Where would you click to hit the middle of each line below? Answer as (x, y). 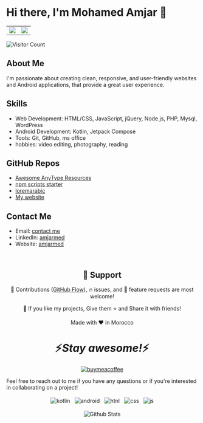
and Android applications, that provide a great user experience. (85, 84)
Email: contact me (38, 231)
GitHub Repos (33, 163)
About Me (25, 64)
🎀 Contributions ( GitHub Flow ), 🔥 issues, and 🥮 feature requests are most (102, 289)
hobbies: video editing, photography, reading (71, 144)
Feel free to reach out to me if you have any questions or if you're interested (101, 381)
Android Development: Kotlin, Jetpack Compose (75, 131)
